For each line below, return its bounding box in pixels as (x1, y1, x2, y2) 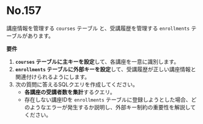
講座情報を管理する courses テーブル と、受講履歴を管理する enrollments (6, 24, 190, 32)
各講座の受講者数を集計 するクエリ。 (24, 88, 116, 95)
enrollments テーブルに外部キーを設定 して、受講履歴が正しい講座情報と (15, 65, 196, 73)
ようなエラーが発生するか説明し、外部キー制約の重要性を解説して (29, 103, 196, 111)
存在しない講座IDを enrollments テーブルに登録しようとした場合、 (24, 95, 191, 103)
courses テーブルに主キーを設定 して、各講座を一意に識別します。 (15, 58, 179, 65)
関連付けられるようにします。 (15, 73, 90, 80)
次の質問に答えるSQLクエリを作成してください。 (15, 80, 139, 88)
